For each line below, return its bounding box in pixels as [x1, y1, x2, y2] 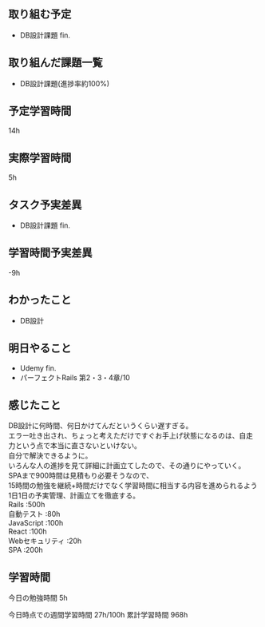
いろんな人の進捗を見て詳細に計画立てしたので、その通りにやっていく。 [8, 461, 246, 470]
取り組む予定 [8, 7, 72, 22]
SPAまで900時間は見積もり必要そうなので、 [8, 470, 154, 481]
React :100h [8, 526, 48, 537]
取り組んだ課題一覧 [8, 56, 103, 69]
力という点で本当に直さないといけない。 [8, 441, 141, 450]
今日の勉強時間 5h [8, 593, 68, 603]
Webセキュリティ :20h [8, 536, 82, 546]
